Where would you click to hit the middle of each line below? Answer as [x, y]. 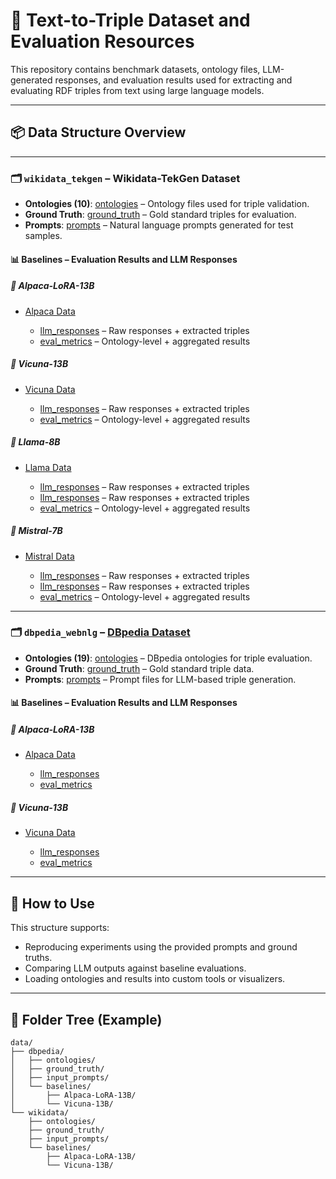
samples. [43, 236]
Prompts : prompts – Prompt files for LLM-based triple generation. [160, 679]
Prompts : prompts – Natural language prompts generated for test [159, 225]
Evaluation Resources [102, 41]
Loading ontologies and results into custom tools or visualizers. [155, 979]
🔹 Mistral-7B [36, 531]
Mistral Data [49, 556]
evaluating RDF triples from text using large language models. [137, 90]
